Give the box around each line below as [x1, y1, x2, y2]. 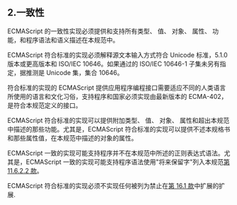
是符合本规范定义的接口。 [7, 101, 82, 110]
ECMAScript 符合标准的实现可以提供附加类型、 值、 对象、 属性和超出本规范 [7, 116, 230, 124]
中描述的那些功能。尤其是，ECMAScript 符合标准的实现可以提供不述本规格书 [7, 124, 231, 133]
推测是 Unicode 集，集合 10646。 [25, 68, 124, 76]
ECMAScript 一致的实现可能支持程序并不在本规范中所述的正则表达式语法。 [7, 148, 224, 157]
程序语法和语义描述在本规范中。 [25, 35, 119, 44]
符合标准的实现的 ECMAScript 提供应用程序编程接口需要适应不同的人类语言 [7, 83, 226, 92]
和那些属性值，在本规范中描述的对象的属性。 [7, 134, 138, 142]
